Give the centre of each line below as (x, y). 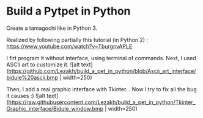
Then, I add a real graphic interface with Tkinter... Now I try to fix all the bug (102, 89)
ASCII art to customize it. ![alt (43, 64)
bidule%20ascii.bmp (32, 77)
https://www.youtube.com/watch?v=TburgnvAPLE (69, 46)
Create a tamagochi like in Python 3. (52, 28)
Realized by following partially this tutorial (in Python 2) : (77, 40)
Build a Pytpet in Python (68, 11)
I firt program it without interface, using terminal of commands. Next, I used (102, 58)
